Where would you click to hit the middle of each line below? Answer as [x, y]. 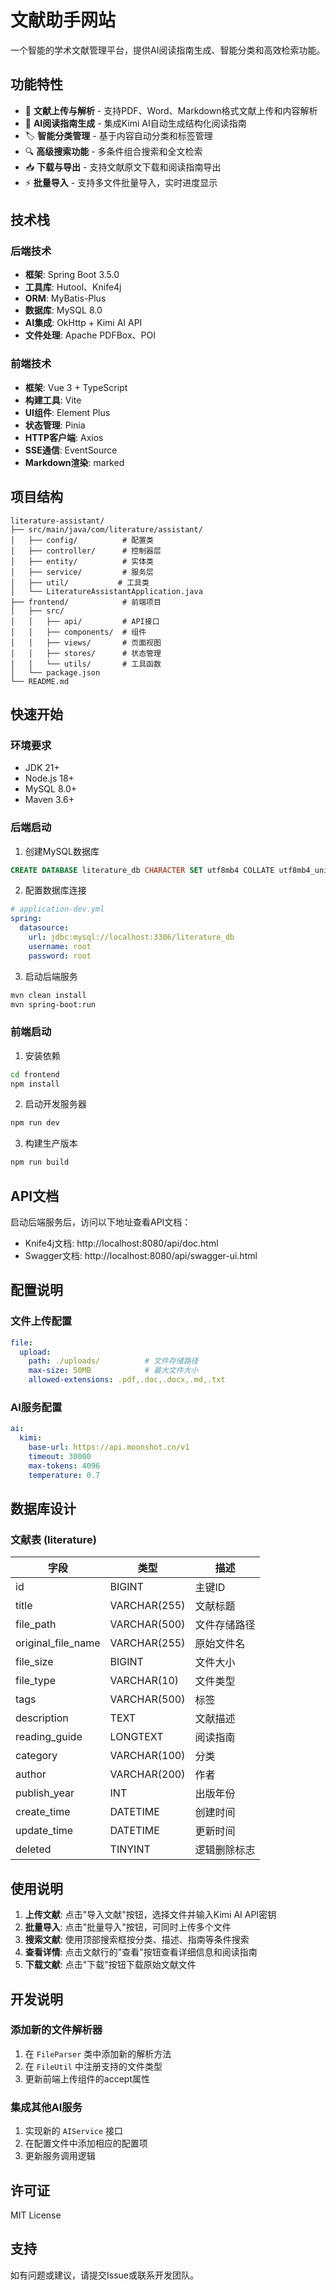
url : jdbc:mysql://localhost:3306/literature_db [131, 937]
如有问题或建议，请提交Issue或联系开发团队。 [104, 2275]
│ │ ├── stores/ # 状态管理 [86, 653]
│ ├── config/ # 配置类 [82, 540]
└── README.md [40, 681]
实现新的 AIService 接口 [74, 2131]
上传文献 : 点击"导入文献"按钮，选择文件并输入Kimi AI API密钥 [150, 1915]
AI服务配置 [36, 1407]
